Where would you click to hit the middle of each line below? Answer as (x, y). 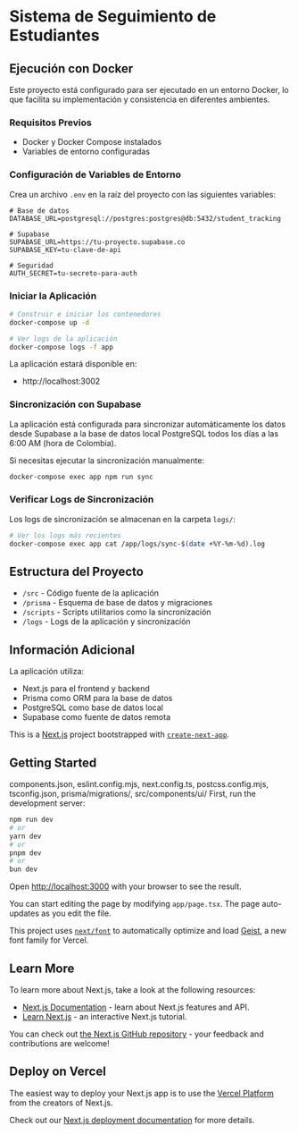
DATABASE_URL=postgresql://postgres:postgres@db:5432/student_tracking (145, 218)
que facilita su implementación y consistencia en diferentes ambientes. (140, 99)
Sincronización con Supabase (75, 404)
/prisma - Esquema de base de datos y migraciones (117, 603)
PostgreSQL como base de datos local (92, 707)
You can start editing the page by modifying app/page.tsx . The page (135, 904)
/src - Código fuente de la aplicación (90, 593)
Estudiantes (54, 35)
